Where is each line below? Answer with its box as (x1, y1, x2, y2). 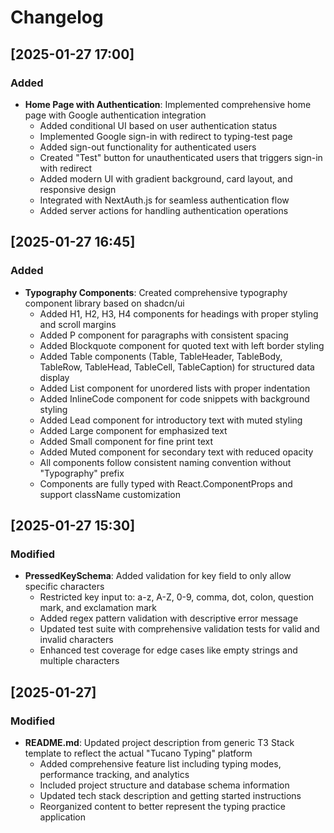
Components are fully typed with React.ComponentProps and (39, 477, 293, 490)
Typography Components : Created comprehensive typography (24, 286, 288, 298)
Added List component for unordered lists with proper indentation (39, 382, 311, 394)
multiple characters (39, 655, 120, 667)
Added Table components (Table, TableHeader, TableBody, (39, 350, 283, 362)
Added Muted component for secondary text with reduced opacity (39, 446, 314, 458)
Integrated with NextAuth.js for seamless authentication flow (39, 194, 290, 206)
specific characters (24, 581, 105, 593)
